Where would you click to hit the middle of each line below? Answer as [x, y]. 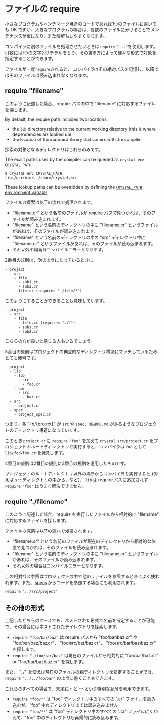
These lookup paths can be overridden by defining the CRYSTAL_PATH [74, 187]
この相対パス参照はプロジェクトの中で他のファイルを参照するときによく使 [80, 576]
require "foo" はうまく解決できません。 [46, 486]
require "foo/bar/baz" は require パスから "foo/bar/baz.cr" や [75, 637]
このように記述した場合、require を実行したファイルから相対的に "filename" [82, 514]
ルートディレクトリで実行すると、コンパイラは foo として [89, 446]
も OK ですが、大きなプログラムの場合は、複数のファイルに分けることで [78, 29]
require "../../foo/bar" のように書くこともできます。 [61, 678]
